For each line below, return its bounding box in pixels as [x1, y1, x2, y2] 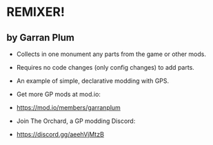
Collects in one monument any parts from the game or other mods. [16, 50, 206, 58]
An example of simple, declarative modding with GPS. [16, 77, 170, 85]
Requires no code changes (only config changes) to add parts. [16, 64, 194, 71]
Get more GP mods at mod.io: [16, 90, 101, 98]
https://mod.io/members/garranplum [16, 104, 121, 111]
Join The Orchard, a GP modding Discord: [16, 117, 136, 125]
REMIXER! [6, 4, 65, 20]
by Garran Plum [6, 32, 75, 43]
